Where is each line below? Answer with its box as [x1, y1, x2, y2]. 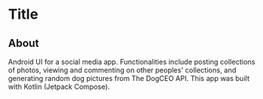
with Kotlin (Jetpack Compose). [8, 82, 110, 91]
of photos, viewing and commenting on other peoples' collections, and [8, 65, 237, 75]
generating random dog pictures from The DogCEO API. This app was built [8, 74, 250, 83]
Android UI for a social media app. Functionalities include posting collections [8, 57, 256, 66]
